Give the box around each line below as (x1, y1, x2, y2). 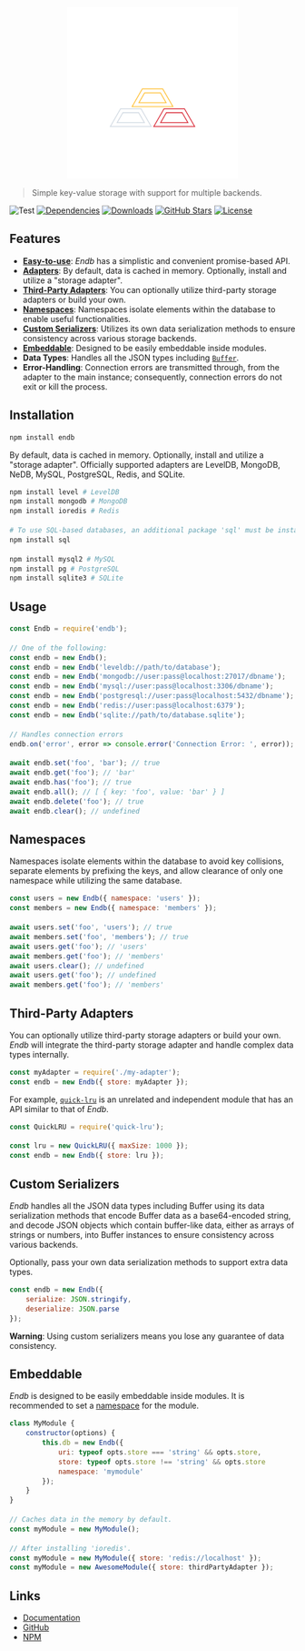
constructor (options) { (25, 1429, 116, 1438)
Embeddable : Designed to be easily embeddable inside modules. (22, 342, 268, 353)
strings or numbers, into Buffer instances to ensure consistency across (9, 1230, 275, 1240)
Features (9, 231, 61, 247)
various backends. (9, 1240, 79, 1250)
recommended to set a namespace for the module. (9, 1400, 200, 1412)
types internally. (9, 1048, 70, 1059)
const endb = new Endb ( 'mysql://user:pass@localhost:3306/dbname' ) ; (9, 682, 274, 691)
